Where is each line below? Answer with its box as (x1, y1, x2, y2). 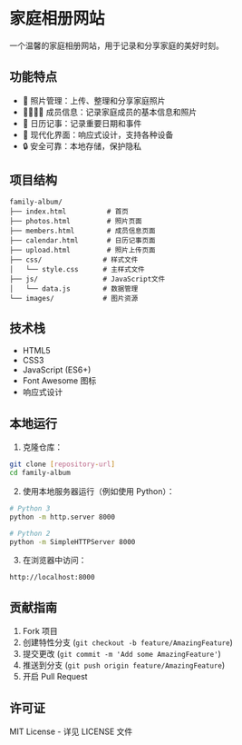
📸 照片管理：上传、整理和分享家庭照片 (22, 94, 166, 105)
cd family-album (9, 469, 71, 478)
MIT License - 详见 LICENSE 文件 (9, 726, 133, 737)
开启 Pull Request (22, 671, 88, 682)
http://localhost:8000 (9, 573, 95, 582)
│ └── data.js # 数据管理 (9, 283, 139, 293)
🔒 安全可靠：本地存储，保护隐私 (22, 140, 142, 151)
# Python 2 (9, 529, 51, 538)
